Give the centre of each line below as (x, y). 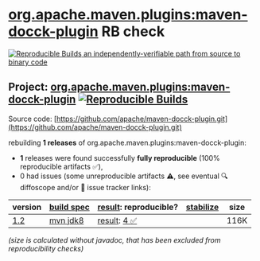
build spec (69, 207)
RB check (133, 31)
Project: (28, 87)
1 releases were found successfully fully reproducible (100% (120, 158)
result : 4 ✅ (117, 220)
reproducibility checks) (46, 248)
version (27, 207)
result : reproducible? (138, 207)
